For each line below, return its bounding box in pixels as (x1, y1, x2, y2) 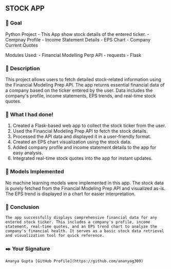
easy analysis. (12, 150, 43, 156)
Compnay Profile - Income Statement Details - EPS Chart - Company (5, 36, 150, 43)
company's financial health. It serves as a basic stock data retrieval (5, 228, 164, 234)
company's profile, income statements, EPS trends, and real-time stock (5, 92, 156, 99)
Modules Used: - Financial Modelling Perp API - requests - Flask (5, 52, 142, 58)
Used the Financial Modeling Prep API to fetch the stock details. (12, 128, 148, 134)
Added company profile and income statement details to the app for (12, 144, 157, 151)
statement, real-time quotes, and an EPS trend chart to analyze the (5, 224, 158, 229)
